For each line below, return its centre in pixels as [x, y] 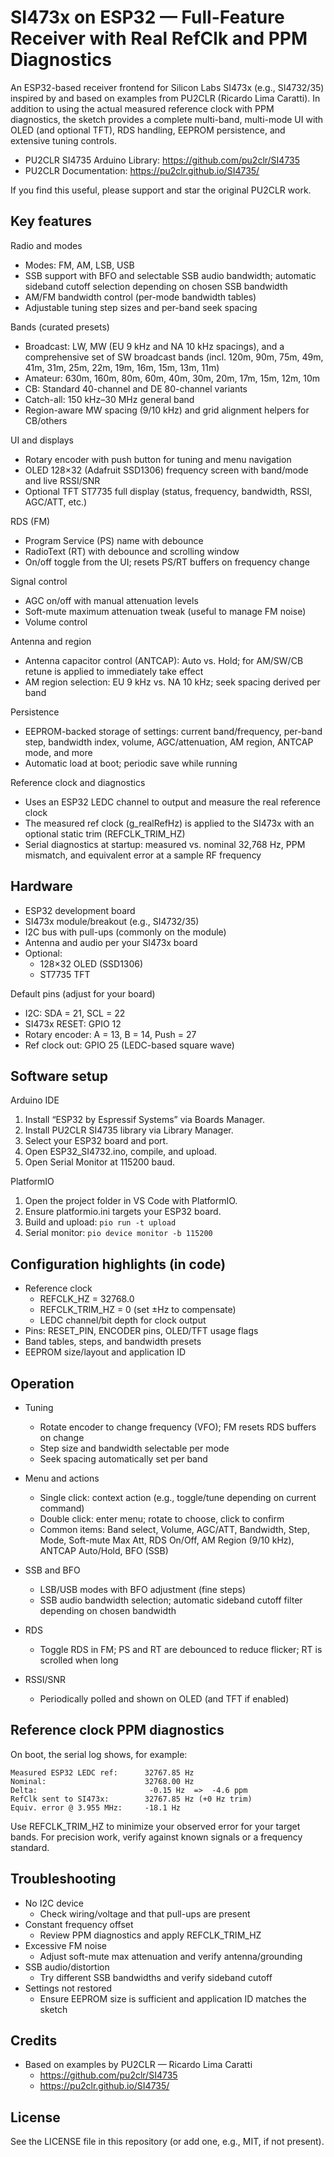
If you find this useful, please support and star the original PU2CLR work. [161, 190]
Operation [42, 1383]
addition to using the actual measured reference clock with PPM [142, 108]
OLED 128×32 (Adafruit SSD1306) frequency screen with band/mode [166, 470]
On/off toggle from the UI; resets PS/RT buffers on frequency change [167, 562]
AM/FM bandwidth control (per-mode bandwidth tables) [140, 297]
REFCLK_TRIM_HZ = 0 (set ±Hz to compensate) [138, 1310]
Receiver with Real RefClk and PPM [159, 38]
